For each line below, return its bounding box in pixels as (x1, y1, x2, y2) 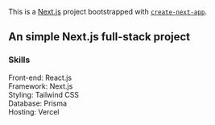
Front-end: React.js (8, 73, 72, 82)
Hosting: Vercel (8, 106, 60, 116)
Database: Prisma (8, 98, 67, 108)
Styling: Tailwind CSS (8, 90, 79, 99)
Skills (8, 54, 31, 65)
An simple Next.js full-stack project (8, 30, 191, 44)
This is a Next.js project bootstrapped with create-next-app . (8, 7, 208, 16)
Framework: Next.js (8, 81, 73, 91)
